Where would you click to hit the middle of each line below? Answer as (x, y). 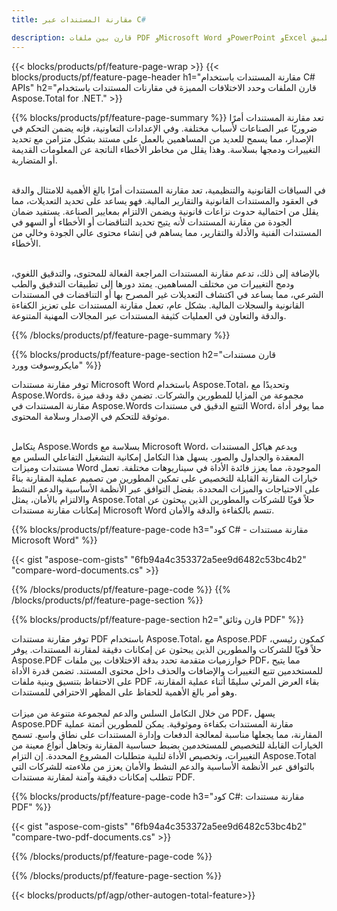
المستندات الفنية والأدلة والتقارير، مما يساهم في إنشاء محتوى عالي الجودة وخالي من (167, 232)
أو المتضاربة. (34, 160)
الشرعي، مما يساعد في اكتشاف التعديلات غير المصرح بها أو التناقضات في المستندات (167, 294)
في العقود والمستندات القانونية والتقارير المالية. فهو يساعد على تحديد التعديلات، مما (165, 200)
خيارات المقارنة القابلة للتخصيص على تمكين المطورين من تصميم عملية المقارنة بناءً (165, 478)
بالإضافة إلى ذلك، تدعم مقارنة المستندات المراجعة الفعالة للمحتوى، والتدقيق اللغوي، (166, 273)
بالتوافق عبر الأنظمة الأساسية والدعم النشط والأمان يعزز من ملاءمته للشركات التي (163, 766)
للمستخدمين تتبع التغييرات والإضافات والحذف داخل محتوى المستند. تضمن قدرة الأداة (167, 670)
